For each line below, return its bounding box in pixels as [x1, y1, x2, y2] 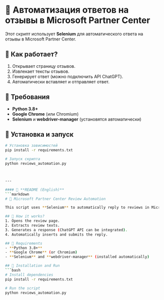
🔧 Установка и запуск [5, 130, 74, 139]
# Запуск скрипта [5, 157, 41, 161]
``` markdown [5, 192, 29, 197]
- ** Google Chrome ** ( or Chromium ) [5, 250, 78, 255]
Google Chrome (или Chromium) [12, 111, 79, 117]
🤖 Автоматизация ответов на [5, 4, 129, 16]
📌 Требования [5, 93, 50, 101]
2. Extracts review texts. [5, 223, 60, 228]
